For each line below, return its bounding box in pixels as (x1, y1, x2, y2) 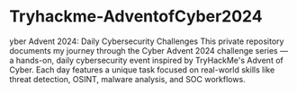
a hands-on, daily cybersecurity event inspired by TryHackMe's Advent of (9, 55, 283, 65)
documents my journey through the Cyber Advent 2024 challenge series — (9, 45, 288, 55)
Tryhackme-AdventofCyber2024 (9, 6, 263, 27)
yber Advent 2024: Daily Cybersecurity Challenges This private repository (9, 36, 284, 46)
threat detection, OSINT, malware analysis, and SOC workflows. (9, 73, 246, 84)
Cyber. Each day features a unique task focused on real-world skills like (9, 64, 275, 75)
